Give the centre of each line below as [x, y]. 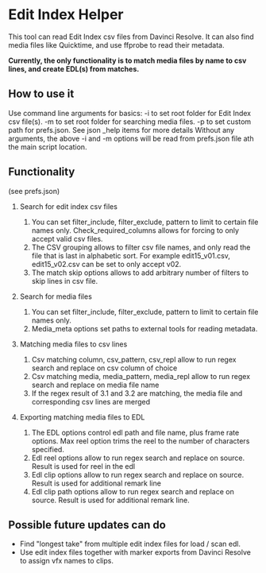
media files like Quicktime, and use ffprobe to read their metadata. [116, 45]
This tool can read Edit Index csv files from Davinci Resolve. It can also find [131, 37]
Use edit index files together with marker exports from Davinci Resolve [135, 552]
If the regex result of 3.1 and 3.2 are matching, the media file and [137, 393]
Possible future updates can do [87, 525]
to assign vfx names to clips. [66, 561]
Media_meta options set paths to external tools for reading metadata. [145, 328]
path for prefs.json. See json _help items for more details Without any [121, 130]
